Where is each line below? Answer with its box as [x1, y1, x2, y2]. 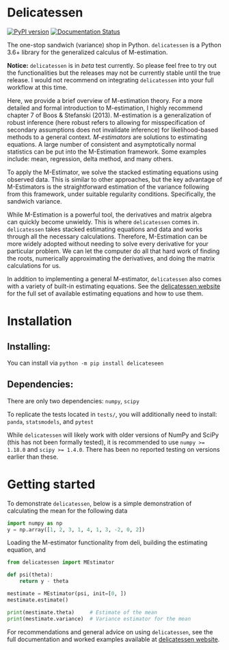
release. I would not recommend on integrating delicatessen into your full [7, 75, 214, 84]
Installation [7, 313, 72, 329]
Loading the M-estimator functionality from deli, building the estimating [7, 538, 208, 546]
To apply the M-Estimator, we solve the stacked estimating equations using [7, 168, 219, 176]
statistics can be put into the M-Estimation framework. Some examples [7, 147, 206, 156]
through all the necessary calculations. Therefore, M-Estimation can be [7, 232, 207, 241]
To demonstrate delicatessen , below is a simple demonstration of [7, 499, 192, 507]
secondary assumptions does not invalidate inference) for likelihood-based [7, 125, 219, 134]
